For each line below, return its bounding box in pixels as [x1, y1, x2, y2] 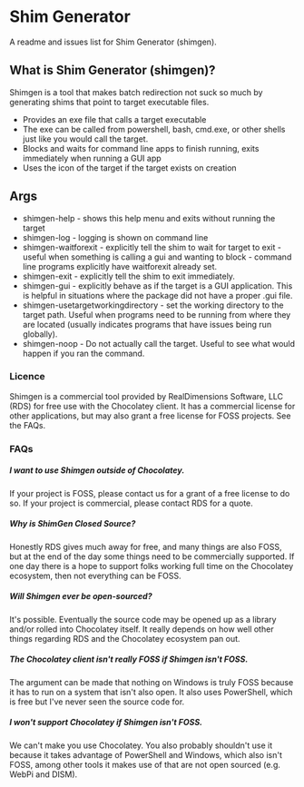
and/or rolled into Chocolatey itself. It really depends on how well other [9, 624, 274, 635]
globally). [22, 329, 58, 339]
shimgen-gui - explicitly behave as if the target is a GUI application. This [22, 280, 293, 291]
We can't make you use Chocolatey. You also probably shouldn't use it [9, 740, 273, 751]
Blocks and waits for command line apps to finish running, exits [22, 143, 260, 153]
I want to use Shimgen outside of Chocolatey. [9, 465, 185, 476]
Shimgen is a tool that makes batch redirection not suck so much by [9, 86, 263, 97]
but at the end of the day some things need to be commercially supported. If [9, 551, 295, 562]
